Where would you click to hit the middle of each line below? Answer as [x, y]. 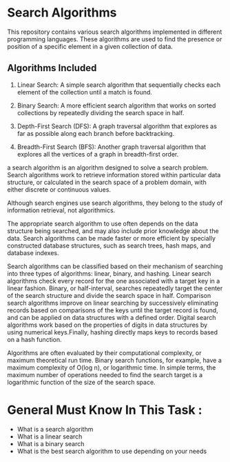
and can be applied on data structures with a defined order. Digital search [112, 317]
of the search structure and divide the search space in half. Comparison [109, 295]
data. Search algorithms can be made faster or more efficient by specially [111, 238]
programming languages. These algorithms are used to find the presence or [115, 39]
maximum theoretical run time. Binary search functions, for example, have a [115, 360]
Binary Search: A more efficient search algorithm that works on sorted [116, 106]
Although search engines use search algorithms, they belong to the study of [115, 203]
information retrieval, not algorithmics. [61, 210]
